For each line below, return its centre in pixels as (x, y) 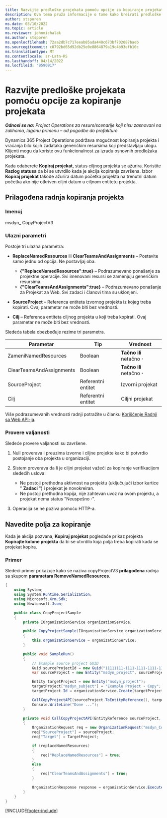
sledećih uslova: (29, 473)
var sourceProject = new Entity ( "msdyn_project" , (84, 673)
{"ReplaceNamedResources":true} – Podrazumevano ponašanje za (90, 271)
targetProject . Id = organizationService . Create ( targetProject (97, 691)
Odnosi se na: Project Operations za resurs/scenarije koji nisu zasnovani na (83, 125)
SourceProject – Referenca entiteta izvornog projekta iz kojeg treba (82, 302)
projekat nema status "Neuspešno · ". (57, 499)
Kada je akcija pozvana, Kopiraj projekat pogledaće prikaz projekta (74, 536)
